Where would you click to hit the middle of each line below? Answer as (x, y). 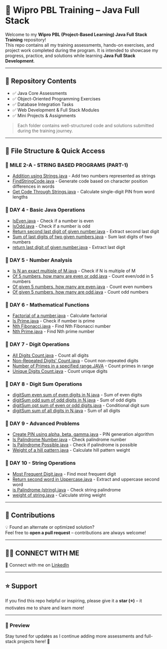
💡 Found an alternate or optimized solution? (50, 527)
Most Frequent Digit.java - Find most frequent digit (64, 474)
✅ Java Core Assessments (40, 93)
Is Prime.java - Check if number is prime (54, 321)
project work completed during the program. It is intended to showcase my (82, 50)
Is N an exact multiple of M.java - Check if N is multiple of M (74, 271)
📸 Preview (17, 625)
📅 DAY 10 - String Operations (41, 463)
